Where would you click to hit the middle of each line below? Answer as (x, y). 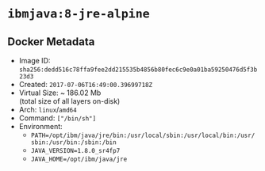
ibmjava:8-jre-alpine (79, 14)
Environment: (40, 126)
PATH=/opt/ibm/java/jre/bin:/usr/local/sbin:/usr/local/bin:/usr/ (143, 135)
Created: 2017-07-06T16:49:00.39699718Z (85, 84)
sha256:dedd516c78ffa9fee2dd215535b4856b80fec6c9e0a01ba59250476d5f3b (138, 70)
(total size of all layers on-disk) (69, 101)
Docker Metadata (51, 42)
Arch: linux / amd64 (48, 110)
